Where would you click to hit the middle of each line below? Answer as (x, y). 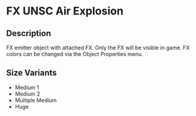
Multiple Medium (36, 100)
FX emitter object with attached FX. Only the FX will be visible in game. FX (98, 47)
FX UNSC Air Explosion (65, 11)
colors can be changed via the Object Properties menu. (75, 54)
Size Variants (32, 73)
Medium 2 (27, 94)
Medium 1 (27, 87)
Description (29, 33)
